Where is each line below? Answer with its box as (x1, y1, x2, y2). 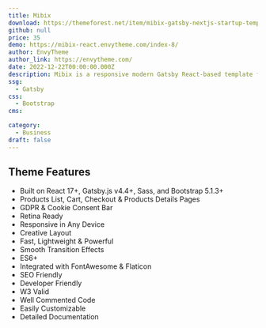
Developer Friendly (19, 278, 82, 288)
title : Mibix (8, 11, 51, 20)
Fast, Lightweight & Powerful (19, 236, 114, 246)
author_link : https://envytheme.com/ (8, 56, 133, 64)
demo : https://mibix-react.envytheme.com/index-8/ (8, 41, 179, 49)
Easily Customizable (19, 303, 86, 313)
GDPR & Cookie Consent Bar (19, 203, 113, 213)
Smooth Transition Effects (19, 245, 104, 254)
